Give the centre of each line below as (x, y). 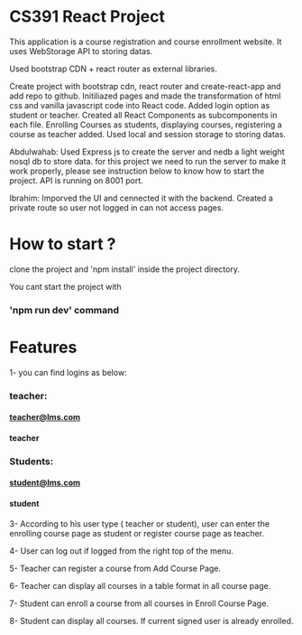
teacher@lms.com (45, 417)
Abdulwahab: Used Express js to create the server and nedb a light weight (147, 152)
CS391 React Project (87, 17)
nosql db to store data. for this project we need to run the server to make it (148, 161)
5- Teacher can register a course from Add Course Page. (115, 568)
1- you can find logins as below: (69, 372)
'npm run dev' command (64, 310)
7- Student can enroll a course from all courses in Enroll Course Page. (139, 603)
